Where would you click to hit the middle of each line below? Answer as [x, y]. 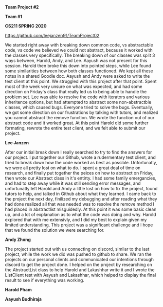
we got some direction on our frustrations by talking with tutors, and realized [82, 112]
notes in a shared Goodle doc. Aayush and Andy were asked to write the [77, 76]
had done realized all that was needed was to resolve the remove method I [80, 204]
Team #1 [14, 16]
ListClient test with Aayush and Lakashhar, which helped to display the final [81, 275]
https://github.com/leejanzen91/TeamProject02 [52, 35]
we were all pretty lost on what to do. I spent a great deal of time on [73, 168]
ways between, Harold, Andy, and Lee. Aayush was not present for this [76, 60]
